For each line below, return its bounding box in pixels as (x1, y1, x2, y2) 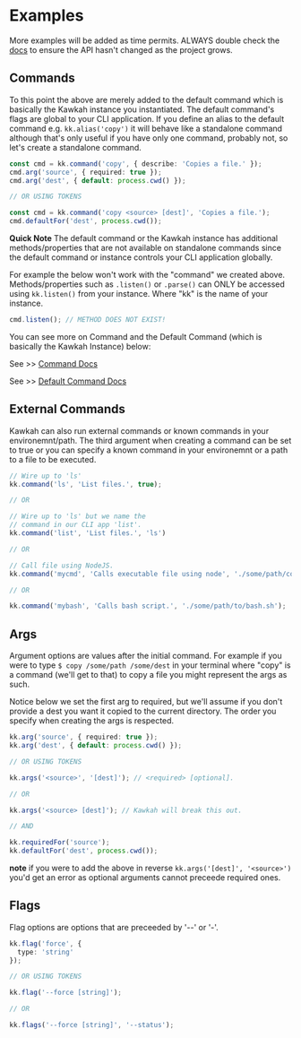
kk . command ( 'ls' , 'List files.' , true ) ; (9, 480, 163, 489)
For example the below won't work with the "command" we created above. (9, 270, 285, 280)
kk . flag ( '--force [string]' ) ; (9, 988, 123, 998)
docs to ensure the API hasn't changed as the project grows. (9, 44, 233, 55)
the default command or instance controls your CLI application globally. (9, 252, 273, 263)
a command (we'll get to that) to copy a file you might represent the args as (9, 670, 288, 680)
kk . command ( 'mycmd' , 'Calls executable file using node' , (9, 569, 230, 578)
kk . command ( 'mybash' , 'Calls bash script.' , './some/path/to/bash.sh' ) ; (9, 601, 287, 610)
